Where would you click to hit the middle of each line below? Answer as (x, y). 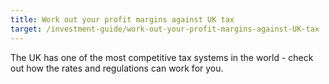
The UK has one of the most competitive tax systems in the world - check (162, 57)
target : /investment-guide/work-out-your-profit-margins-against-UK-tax (165, 29)
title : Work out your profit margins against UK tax (122, 19)
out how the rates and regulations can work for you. (117, 68)
